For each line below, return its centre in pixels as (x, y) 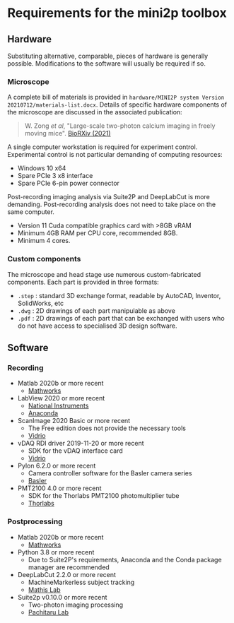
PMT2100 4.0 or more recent (59, 488)
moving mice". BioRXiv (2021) (68, 133)
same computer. (31, 212)
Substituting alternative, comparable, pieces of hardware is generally (108, 56)
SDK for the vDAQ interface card (76, 451)
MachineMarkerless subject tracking (81, 582)
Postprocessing (35, 522)
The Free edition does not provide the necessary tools (107, 428)
